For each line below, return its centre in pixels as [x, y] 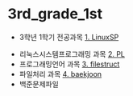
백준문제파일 [39, 84]
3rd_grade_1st [55, 14]
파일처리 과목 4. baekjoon [60, 74]
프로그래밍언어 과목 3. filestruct [69, 64]
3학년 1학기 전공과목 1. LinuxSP [69, 37]
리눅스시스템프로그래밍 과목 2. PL [72, 54]
